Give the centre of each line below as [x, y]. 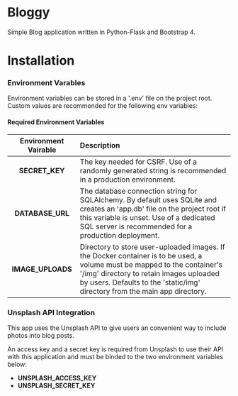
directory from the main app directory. [143, 291]
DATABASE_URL [42, 213]
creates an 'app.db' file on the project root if [153, 209]
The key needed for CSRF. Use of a [138, 162]
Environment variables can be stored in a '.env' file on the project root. [110, 98]
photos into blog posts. [41, 335]
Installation [41, 61]
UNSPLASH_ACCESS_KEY [57, 378]
